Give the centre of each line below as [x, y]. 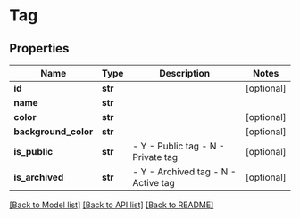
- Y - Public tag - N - [179, 146]
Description [185, 73]
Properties [39, 48]
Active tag [154, 183]
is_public [33, 152]
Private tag [155, 157]
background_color [54, 132]
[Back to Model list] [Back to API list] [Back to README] [112, 205]
